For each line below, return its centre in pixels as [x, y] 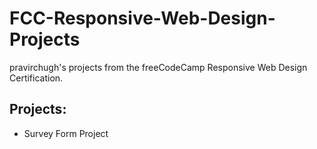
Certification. [36, 78]
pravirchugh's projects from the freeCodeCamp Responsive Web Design [158, 67]
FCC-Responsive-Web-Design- [142, 18]
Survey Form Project [66, 133]
